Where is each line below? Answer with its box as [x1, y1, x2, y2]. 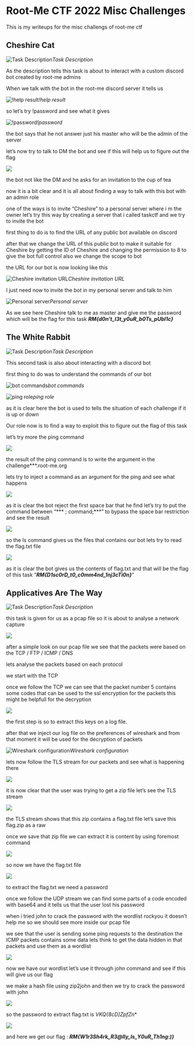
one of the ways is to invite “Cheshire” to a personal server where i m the [6, 205, 182, 212]
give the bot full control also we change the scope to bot [6, 253, 142, 260]
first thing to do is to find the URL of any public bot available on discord [6, 229, 177, 236]
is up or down [6, 410, 39, 417]
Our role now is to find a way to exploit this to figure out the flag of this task [6, 422, 187, 429]
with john [6, 989, 28, 996]
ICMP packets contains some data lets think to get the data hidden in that [6, 937, 183, 944]
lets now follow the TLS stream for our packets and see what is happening [6, 758, 185, 765]
